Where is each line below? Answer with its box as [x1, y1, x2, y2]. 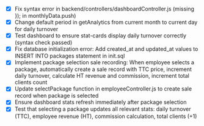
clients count [14, 79, 48, 86]
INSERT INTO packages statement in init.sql [14, 52, 125, 60]
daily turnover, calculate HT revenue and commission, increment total [14, 72, 190, 80]
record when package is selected [14, 92, 99, 100]
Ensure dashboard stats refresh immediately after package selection [14, 98, 187, 106]
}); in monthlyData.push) [14, 12, 76, 20]
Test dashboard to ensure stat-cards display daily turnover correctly [14, 32, 187, 39]
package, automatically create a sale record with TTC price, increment [14, 65, 192, 73]
